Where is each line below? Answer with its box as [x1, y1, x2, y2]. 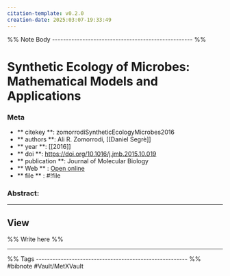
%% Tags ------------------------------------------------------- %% [7, 255, 201, 263]
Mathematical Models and [7, 73, 159, 89]
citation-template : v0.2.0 [7, 10, 84, 17]
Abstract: [7, 189, 40, 198]
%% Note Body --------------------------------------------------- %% [7, 35, 207, 43]
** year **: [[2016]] [16, 142, 71, 150]
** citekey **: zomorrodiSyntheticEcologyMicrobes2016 [16, 128, 175, 136]
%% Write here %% [7, 235, 64, 243]
